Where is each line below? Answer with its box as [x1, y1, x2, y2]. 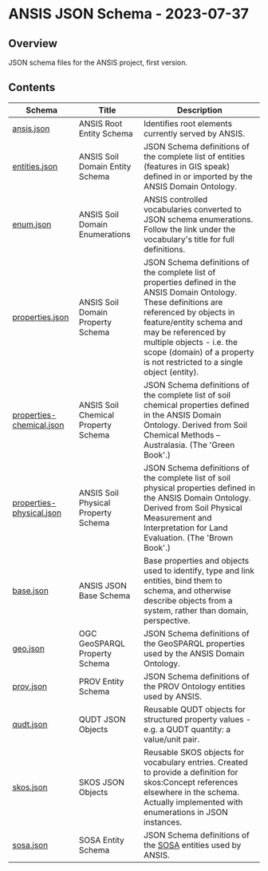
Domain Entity [78, 160, 132, 172]
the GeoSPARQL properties [143, 638, 246, 649]
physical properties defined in [143, 482, 256, 493]
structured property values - [143, 714, 251, 725]
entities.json [12, 160, 58, 172]
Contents [8, 81, 56, 94]
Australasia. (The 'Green [143, 439, 235, 450]
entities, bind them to [143, 575, 223, 586]
